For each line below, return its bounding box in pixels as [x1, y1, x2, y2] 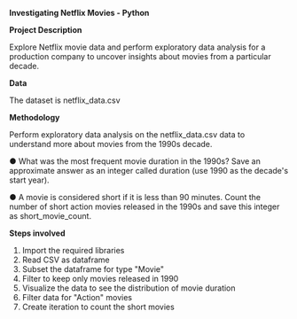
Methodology [9, 113, 60, 122]
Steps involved [9, 228, 66, 238]
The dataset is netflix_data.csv [9, 95, 121, 105]
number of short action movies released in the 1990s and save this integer [9, 201, 280, 212]
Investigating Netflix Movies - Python [9, 8, 150, 18]
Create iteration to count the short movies [21, 301, 175, 312]
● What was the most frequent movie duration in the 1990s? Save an [9, 156, 262, 167]
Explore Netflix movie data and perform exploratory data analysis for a [9, 42, 266, 52]
